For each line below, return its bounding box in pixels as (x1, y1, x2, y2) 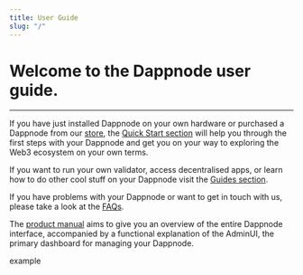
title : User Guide (9, 13, 78, 23)
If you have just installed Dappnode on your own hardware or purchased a (9, 119, 285, 129)
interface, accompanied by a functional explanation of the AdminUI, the (9, 228, 275, 240)
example (9, 255, 41, 267)
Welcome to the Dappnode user (9, 61, 251, 81)
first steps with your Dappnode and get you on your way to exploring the (9, 137, 280, 148)
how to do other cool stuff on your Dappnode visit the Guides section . (9, 174, 269, 185)
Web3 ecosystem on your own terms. (9, 147, 149, 158)
